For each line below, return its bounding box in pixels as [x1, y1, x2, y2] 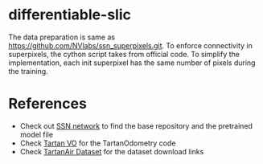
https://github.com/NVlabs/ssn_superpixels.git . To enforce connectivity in [8, 40, 253, 50]
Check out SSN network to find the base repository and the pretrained [19, 121, 253, 130]
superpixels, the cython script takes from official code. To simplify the [8, 49, 240, 59]
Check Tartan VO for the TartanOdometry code [19, 138, 176, 148]
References [8, 95, 87, 113]
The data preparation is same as [8, 32, 115, 42]
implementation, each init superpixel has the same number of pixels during [8, 58, 256, 68]
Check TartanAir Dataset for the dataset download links [19, 146, 204, 156]
